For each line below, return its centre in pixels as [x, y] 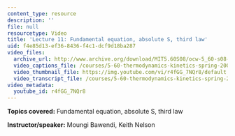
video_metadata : [31, 85]
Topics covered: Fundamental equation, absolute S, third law [95, 112]
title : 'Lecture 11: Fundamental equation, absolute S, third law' [108, 40]
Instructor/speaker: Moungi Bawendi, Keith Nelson [81, 125]
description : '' [31, 20]
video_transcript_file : [48, 78]
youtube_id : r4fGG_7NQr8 [50, 91]
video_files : [26, 53]
